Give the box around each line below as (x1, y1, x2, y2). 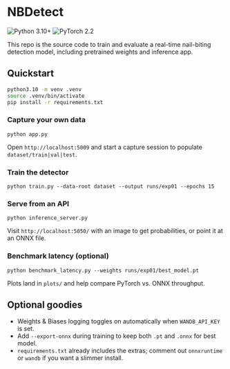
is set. (17, 325, 35, 333)
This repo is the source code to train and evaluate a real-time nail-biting (7, 40, 211, 48)
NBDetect (7, 4, 64, 20)
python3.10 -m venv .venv (7, 86, 82, 93)
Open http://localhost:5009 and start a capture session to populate (7, 143, 202, 151)
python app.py (7, 130, 48, 138)
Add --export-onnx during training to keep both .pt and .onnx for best (17, 332, 216, 340)
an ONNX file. (7, 234, 46, 242)
